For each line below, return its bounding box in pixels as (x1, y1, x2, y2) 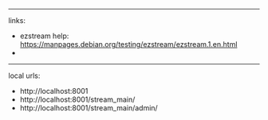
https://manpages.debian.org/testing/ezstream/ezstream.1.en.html (19, 40, 238, 48)
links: (8, 16, 26, 25)
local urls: (8, 71, 41, 80)
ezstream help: (19, 31, 69, 41)
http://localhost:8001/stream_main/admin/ (19, 103, 158, 112)
